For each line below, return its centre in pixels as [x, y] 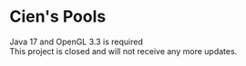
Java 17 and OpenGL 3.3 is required [76, 42]
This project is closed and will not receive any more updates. [123, 51]
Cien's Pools [58, 17]
